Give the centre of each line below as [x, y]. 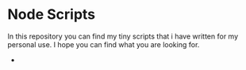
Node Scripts [52, 15]
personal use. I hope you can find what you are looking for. [104, 44]
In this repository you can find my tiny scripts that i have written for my [123, 36]
